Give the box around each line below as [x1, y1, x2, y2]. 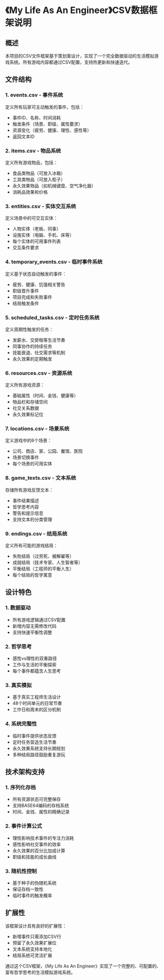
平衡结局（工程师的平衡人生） [12, 566, 74, 572]
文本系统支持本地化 [12, 946, 52, 952]
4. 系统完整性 [5, 721, 37, 728]
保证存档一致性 [12, 886, 43, 892]
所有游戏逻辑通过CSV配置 [12, 617, 66, 623]
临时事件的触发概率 [12, 892, 52, 898]
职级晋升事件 [12, 288, 39, 294]
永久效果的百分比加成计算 [12, 848, 65, 854]
